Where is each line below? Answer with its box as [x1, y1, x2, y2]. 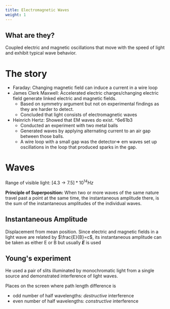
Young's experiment [5, 254, 71, 263]
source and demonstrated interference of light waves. [5, 273, 118, 279]
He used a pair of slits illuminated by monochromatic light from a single [5, 268, 154, 274]
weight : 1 [5, 12, 26, 17]
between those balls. [20, 133, 65, 139]
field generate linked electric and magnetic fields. [12, 95, 117, 102]
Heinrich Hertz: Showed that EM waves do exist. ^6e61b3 [12, 117, 133, 123]
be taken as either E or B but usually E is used [5, 239, 101, 245]
